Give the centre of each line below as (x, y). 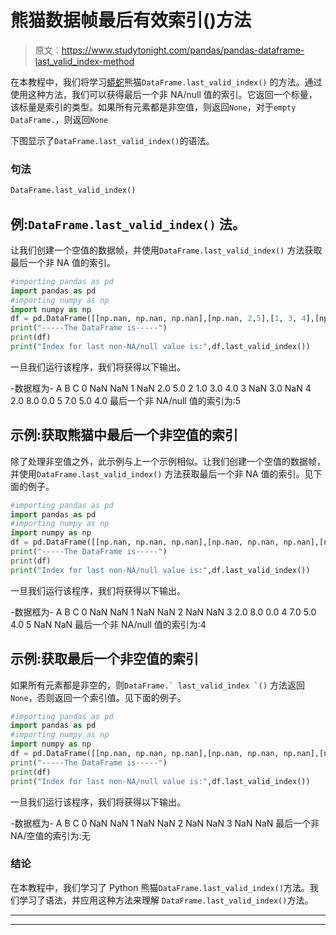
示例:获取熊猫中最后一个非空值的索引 (124, 435)
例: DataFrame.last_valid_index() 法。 (128, 224)
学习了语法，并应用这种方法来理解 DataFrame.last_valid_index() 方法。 (166, 900)
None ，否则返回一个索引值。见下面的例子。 (98, 697)
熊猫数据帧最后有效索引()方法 (131, 20)
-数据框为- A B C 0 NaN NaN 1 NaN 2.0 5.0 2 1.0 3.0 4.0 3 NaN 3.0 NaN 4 (161, 388)
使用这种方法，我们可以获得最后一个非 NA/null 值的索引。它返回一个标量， (164, 94)
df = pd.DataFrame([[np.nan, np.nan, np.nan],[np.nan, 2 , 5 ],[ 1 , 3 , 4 (158, 319)
